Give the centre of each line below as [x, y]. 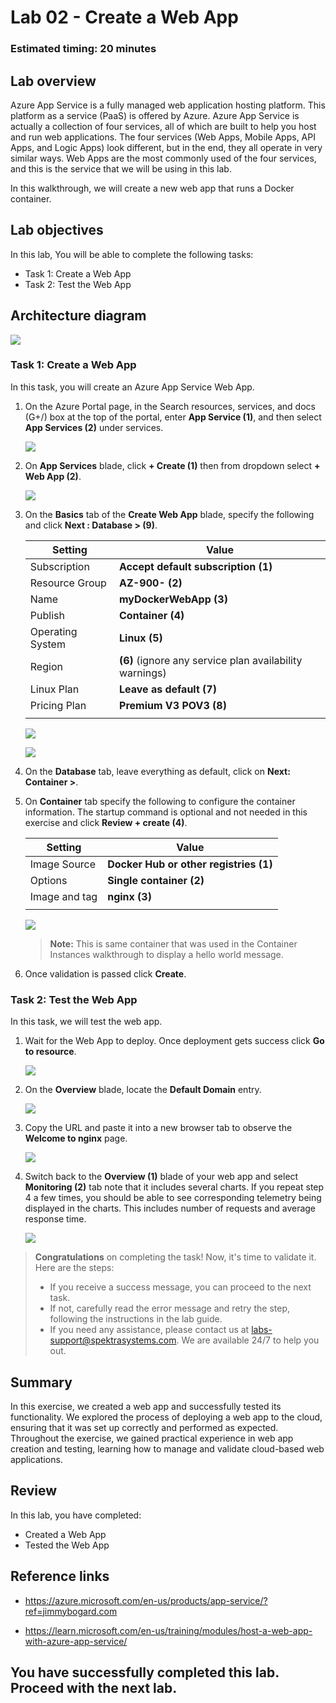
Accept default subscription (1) [196, 566]
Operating [53, 631]
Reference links [60, 1576]
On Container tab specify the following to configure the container [160, 801]
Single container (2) [156, 880]
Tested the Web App [67, 1545]
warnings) [143, 673]
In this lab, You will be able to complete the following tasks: [132, 254]
